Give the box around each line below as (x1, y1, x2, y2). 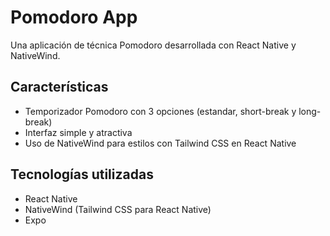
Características (10, 79, 109, 96)
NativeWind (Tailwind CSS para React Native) (24, 203, 212, 215)
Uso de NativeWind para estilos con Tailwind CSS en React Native (24, 137, 297, 149)
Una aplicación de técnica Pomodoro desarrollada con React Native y (10, 39, 297, 51)
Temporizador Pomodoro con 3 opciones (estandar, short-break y (24, 105, 297, 117)
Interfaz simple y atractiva (24, 126, 133, 138)
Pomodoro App (10, 6, 138, 29)
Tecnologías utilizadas (10, 166, 154, 183)
